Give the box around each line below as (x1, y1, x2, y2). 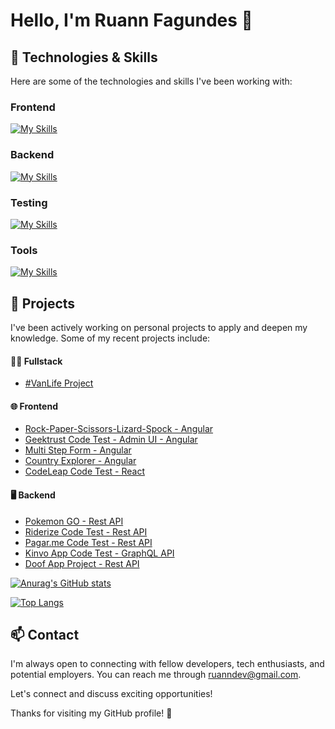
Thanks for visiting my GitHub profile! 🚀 (10, 707, 173, 719)
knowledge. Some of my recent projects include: (10, 332, 211, 344)
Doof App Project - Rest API (24, 557, 140, 569)
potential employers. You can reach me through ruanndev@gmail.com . (10, 669, 302, 681)
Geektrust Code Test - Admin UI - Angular (24, 434, 198, 446)
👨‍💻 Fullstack (10, 355, 63, 367)
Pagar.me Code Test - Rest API (24, 536, 153, 548)
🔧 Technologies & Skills (10, 49, 158, 66)
